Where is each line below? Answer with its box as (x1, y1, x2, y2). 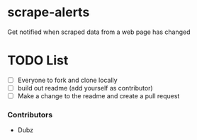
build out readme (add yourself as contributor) (17, 83, 154, 92)
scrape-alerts (7, 4, 90, 21)
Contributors (7, 110, 53, 119)
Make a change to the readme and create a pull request (17, 92, 180, 100)
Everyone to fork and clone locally (17, 76, 118, 84)
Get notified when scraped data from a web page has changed (7, 28, 191, 36)
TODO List (7, 52, 69, 69)
